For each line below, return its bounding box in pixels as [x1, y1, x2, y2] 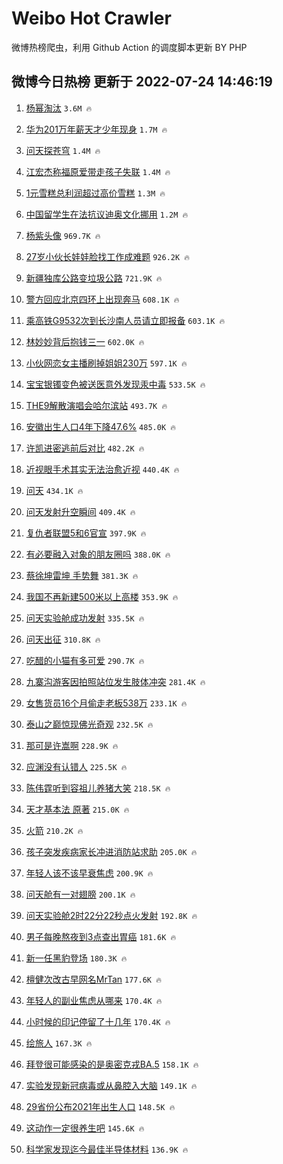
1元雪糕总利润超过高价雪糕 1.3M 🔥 [25, 187, 166, 199]
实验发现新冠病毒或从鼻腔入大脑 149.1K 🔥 [25, 1079, 198, 1091]
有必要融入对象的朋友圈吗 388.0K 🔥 [25, 548, 171, 560]
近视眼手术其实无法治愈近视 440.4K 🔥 [25, 463, 180, 475]
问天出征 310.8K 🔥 [25, 633, 101, 645]
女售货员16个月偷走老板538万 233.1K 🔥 [25, 697, 188, 709]
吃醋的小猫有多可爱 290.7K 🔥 [25, 654, 145, 666]
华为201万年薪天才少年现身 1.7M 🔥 [25, 123, 168, 135]
